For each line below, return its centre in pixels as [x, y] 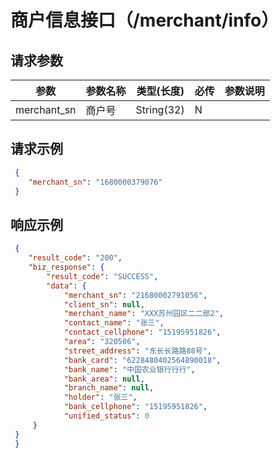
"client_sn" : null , [104, 304]
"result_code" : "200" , [75, 258]
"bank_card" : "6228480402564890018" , [142, 360]
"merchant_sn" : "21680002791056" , [135, 295]
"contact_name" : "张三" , [114, 323]
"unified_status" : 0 [106, 416]
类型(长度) [160, 91]
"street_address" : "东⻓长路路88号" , [137, 351]
